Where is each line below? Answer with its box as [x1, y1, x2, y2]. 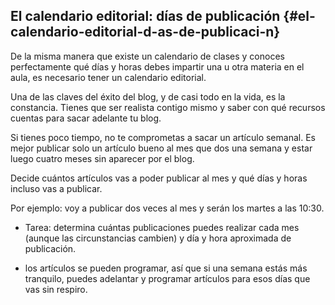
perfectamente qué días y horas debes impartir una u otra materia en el [10, 60, 305, 73]
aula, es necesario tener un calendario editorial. [10, 71, 207, 83]
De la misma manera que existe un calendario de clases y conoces [10, 50, 285, 62]
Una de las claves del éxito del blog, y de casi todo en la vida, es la [10, 90, 286, 103]
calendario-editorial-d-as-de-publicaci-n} [10, 24, 281, 41]
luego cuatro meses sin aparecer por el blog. [10, 152, 195, 164]
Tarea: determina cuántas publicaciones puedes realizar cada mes [24, 221, 300, 233]
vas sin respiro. [24, 283, 88, 295]
